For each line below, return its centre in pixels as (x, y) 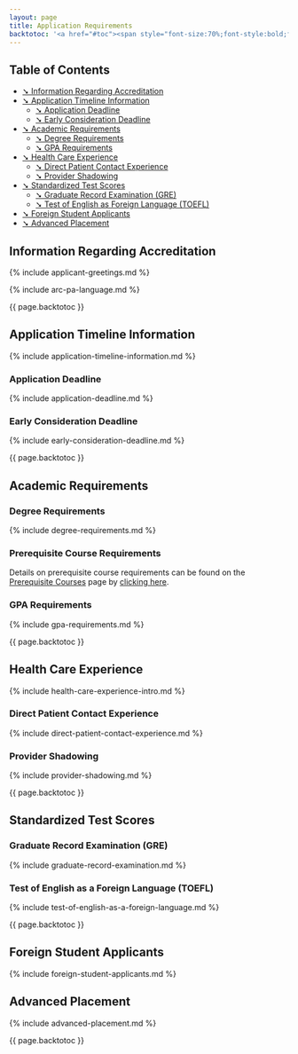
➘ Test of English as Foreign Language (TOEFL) (122, 204)
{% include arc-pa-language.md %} (74, 290)
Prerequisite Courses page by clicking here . (89, 582)
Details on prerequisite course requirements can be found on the (127, 572)
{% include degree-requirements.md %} (83, 531)
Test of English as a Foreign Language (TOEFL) (112, 888)
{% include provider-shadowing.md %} (81, 775)
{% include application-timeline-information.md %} (103, 356)
